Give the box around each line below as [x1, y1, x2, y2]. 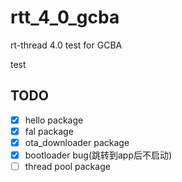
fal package [24, 125, 74, 137]
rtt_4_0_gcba [10, 6, 120, 29]
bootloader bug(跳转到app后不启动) [24, 149, 173, 161]
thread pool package [24, 161, 111, 172]
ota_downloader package [24, 136, 130, 148]
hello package [24, 114, 84, 126]
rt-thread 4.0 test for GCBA [10, 39, 123, 51]
